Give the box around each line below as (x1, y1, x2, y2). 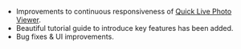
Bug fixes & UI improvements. (15, 32, 114, 41)
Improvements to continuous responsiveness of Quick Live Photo (15, 7, 232, 16)
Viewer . (15, 15, 42, 24)
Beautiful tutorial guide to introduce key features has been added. (15, 24, 234, 32)
